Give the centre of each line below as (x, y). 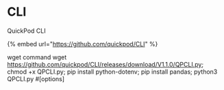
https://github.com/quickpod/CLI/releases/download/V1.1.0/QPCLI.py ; (105, 64)
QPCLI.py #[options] (36, 78)
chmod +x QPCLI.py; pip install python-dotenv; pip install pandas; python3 (112, 72)
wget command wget (37, 57)
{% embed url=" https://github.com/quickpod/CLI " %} (83, 44)
